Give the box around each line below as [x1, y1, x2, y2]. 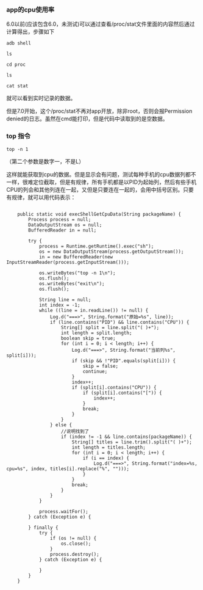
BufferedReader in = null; [28, 227, 97, 233]
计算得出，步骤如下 [6, 28, 55, 35]
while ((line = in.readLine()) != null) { [38, 307, 149, 313]
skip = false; [82, 363, 119, 369]
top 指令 [6, 132, 30, 140]
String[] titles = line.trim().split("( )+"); [71, 439, 192, 445]
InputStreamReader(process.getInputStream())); [6, 259, 130, 265]
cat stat [6, 83, 29, 89]
